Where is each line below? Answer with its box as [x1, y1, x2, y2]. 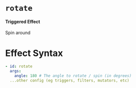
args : [10, 69, 22, 74]
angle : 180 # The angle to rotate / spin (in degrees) [14, 73, 132, 78]
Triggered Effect [5, 19, 40, 25]
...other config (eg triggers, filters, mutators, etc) [10, 78, 129, 83]
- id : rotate [5, 64, 33, 69]
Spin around [5, 30, 31, 36]
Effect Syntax [5, 47, 63, 59]
